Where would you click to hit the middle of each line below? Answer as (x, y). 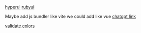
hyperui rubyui (20, 7)
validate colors (20, 26)
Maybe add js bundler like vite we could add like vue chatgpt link (70, 16)
